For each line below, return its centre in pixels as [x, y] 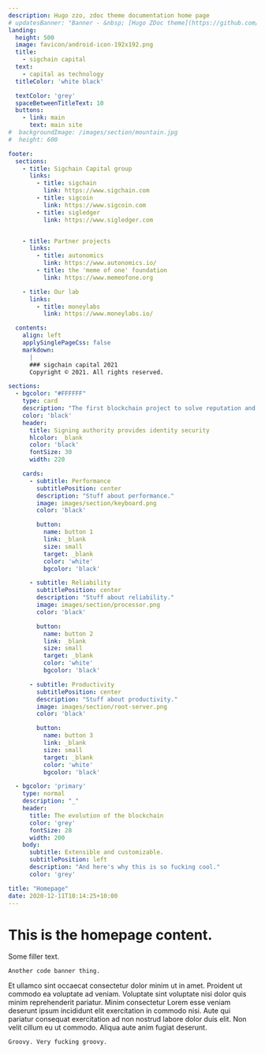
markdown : [39, 350]
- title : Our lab [51, 292]
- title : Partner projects [67, 241]
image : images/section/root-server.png [102, 706]
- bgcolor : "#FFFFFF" [51, 394]
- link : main [44, 118]
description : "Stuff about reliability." [106, 598]
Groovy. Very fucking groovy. [58, 1042]
